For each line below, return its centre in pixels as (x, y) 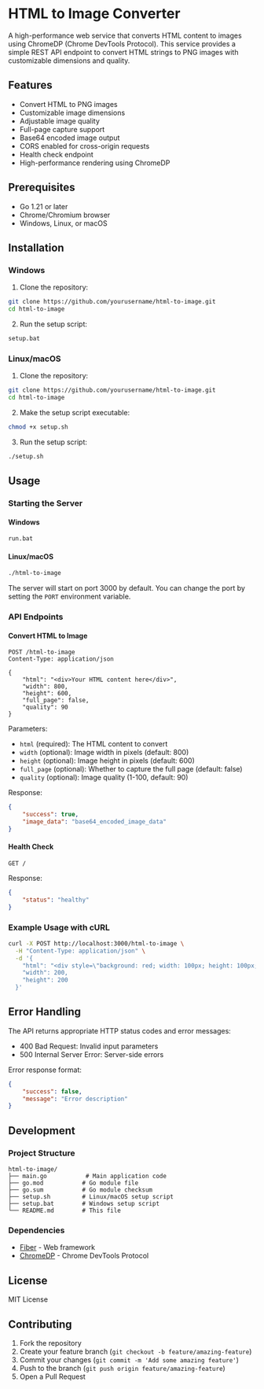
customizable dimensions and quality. (69, 61)
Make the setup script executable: (75, 412)
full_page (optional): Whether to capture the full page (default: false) (131, 769)
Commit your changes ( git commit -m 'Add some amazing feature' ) (129, 1360)
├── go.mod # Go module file (73, 1183)
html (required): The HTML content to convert (93, 744)
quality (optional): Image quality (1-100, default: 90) (104, 777)
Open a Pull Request (53, 1376)
